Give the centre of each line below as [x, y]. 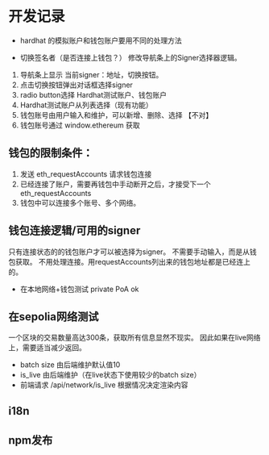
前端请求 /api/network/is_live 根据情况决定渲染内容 [104, 385]
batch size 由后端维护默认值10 [70, 365]
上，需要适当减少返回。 [47, 348]
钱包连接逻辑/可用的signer [74, 231]
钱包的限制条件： [51, 153]
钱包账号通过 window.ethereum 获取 [80, 125]
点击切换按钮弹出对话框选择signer [76, 85]
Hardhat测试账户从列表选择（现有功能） [86, 105]
